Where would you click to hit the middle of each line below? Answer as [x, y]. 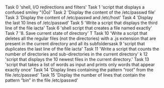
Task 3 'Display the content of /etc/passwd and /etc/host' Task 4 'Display [79, 17]
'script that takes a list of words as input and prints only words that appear [80, 64]
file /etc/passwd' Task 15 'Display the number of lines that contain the [75, 75]
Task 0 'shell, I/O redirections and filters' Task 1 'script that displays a [75, 7]
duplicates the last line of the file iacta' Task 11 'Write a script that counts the [82, 49]
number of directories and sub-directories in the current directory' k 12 [76, 54]
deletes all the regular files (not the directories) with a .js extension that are [81, 38]
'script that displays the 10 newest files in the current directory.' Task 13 [77, 59]
